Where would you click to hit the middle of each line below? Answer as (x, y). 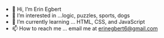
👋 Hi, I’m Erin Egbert (36, 9)
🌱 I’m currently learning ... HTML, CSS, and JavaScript (78, 22)
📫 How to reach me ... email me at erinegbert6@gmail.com (85, 28)
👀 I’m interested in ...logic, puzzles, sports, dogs (71, 15)
